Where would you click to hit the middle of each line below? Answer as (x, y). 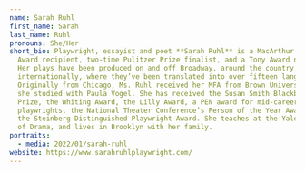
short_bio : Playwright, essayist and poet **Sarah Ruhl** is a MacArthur (152, 52)
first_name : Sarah (44, 26)
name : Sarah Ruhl (42, 18)
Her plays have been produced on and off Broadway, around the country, (158, 69)
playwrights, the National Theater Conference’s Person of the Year (150, 110)
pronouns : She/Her (44, 43)
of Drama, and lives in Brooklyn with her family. (115, 128)
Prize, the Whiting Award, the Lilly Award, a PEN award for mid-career (158, 102)
